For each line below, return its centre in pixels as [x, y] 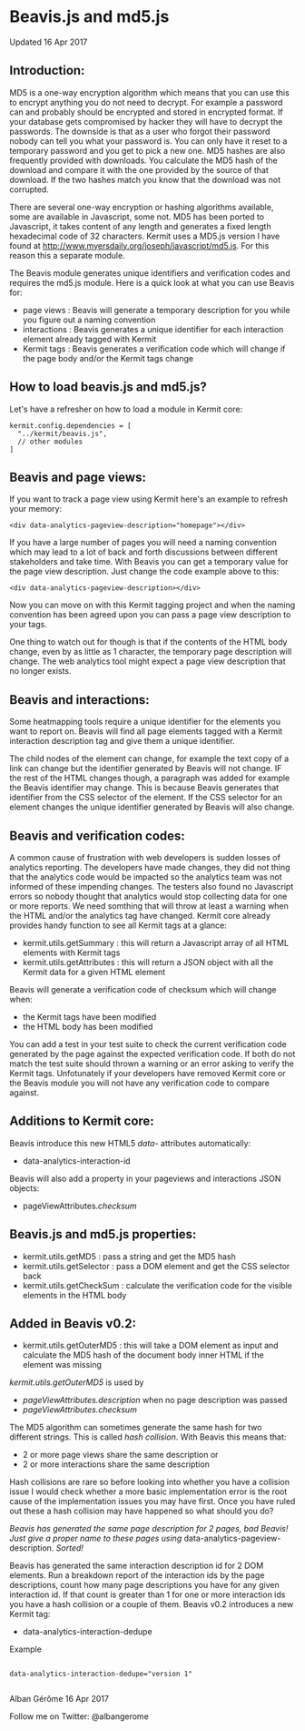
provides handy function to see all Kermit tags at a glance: [118, 925]
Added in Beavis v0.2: [73, 1324]
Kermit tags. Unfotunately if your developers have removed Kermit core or [148, 1073]
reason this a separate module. [67, 255]
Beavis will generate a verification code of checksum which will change [143, 989]
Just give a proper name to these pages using [96, 1538]
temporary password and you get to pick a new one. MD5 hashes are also [148, 150]
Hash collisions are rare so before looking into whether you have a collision [150, 1482]
